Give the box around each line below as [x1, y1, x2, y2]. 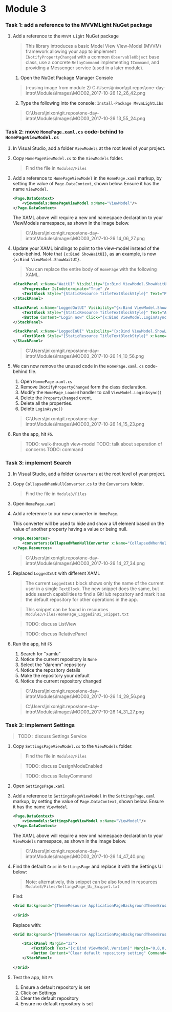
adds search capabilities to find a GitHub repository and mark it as [25, 591, 165, 597]
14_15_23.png [116, 421, 145, 427]
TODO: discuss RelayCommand [25, 773, 92, 779]
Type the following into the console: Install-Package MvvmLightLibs [20, 100, 164, 106]
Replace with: [12, 922, 42, 928]
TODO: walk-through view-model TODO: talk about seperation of [25, 441, 162, 447]
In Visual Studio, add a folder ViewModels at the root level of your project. [12, 145, 165, 151]
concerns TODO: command [25, 446, 83, 453]
